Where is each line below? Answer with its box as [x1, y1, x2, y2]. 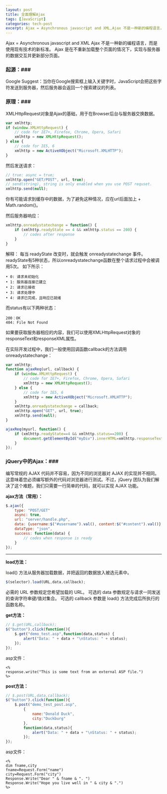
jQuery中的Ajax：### [5, 458, 59, 465]
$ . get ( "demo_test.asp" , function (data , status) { [14, 632, 114, 637]
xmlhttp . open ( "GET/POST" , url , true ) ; [5, 177, 86, 182]
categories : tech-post [5, 21, 53, 26]
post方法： [5, 683, 29, 689]
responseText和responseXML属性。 [5, 336, 79, 341]
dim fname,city [5, 763, 37, 768]
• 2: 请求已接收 [5, 285, 36, 290]
